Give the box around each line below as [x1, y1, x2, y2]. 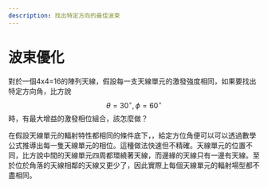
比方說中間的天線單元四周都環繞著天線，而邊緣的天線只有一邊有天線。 [22, 150, 253, 160]
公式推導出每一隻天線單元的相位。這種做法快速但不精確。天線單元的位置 [8, 141, 246, 150]
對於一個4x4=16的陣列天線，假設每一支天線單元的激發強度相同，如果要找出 [8, 76, 257, 86]
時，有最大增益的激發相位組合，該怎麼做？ [8, 114, 148, 123]
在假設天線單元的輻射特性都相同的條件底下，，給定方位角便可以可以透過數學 [8, 131, 257, 140]
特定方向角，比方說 [8, 86, 72, 95]
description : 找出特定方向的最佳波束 [8, 11, 120, 20]
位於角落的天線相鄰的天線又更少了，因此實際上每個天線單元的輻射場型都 [14, 161, 253, 170]
